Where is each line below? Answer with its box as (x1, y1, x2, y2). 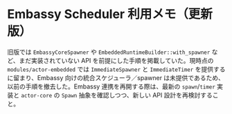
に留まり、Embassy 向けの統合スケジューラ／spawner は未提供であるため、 (7, 73, 225, 82)
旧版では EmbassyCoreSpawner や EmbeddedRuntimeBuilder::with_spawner (7, 48, 211, 56)
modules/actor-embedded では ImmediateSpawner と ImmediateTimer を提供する (7, 65, 226, 73)
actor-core (20, 92, 53, 99)
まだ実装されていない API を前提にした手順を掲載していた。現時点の (19, 56, 214, 64)
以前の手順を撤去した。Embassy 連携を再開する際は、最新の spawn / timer (7, 82, 216, 91)
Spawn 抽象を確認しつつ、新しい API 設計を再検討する (61, 91, 213, 99)
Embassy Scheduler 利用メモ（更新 (7, 6, 213, 22)
